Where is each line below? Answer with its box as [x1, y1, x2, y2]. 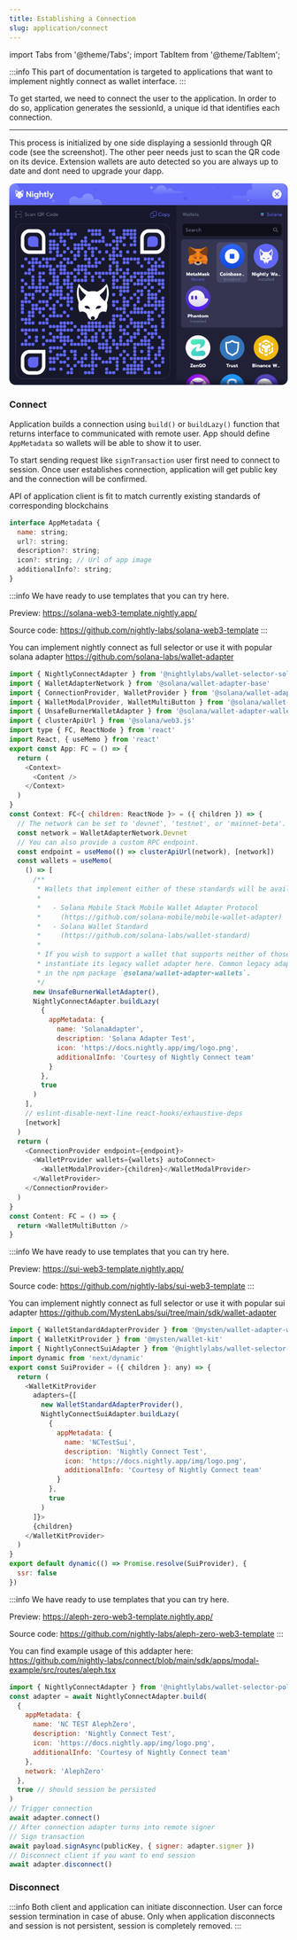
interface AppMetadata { [9, 518, 101, 527]
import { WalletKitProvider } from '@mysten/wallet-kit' [9, 1335, 224, 1344]
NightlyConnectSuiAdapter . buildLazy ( [41, 1410, 179, 1419]
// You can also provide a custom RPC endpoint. [17, 838, 200, 846]
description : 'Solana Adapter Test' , [56, 1034, 196, 1043]
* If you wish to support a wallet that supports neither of [36, 950, 267, 959]
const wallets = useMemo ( [17, 856, 113, 866]
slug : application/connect [9, 23, 109, 33]
